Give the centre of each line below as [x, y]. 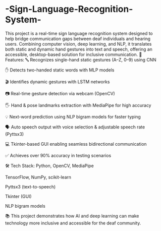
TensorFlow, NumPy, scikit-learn [38, 177]
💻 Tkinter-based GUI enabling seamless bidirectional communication [76, 144]
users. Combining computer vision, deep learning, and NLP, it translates [79, 44]
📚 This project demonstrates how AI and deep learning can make [72, 216]
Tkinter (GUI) [19, 196]
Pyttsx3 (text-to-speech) [30, 186]
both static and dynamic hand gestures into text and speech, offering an [79, 49]
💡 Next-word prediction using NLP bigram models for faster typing [73, 116]
